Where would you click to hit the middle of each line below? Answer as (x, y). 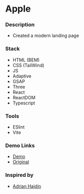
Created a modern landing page (46, 35)
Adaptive (22, 76)
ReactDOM (24, 97)
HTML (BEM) (26, 60)
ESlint (18, 127)
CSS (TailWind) (28, 65)
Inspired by (19, 175)
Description (20, 25)
